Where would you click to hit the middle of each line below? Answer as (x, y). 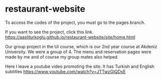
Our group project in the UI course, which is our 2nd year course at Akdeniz (81, 46)
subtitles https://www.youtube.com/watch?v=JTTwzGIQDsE (65, 71)
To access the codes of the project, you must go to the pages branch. (75, 22)
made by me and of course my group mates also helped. (62, 57)
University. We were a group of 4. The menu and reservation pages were (78, 52)
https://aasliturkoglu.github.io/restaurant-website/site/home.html (70, 37)
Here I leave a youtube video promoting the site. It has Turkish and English (80, 66)
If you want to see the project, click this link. (49, 32)
